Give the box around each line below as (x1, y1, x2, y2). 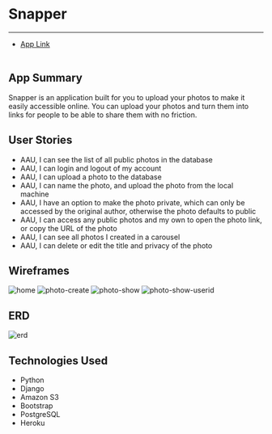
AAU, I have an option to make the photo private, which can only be (19, 197, 245, 207)
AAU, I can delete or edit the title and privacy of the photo (19, 240, 213, 251)
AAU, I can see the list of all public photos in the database (19, 154, 213, 164)
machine (19, 189, 50, 199)
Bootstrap (19, 401, 53, 411)
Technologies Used (8, 353, 108, 368)
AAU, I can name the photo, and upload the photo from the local (19, 180, 234, 190)
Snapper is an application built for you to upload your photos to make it (8, 92, 245, 102)
